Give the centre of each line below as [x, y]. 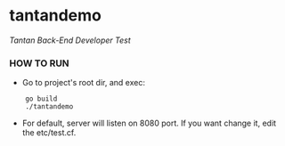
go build [41, 99]
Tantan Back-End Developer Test [70, 40]
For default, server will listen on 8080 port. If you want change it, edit [149, 123]
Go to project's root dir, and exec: [83, 83]
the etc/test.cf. [49, 133]
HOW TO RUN [39, 63]
